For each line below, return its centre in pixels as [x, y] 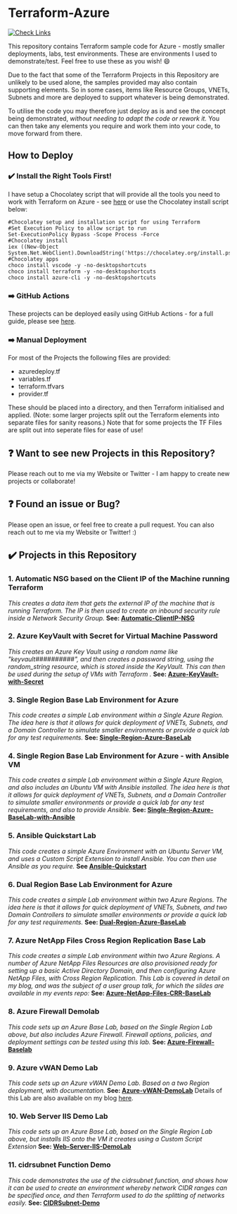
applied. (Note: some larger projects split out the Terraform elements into [114, 415]
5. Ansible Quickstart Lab [52, 835]
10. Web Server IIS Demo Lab [58, 1116]
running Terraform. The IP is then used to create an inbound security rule [114, 611]
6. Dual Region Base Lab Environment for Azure [90, 884]
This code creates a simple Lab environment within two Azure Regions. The [118, 900]
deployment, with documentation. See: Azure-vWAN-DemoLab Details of [115, 1090]
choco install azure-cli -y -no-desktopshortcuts [82, 277]
